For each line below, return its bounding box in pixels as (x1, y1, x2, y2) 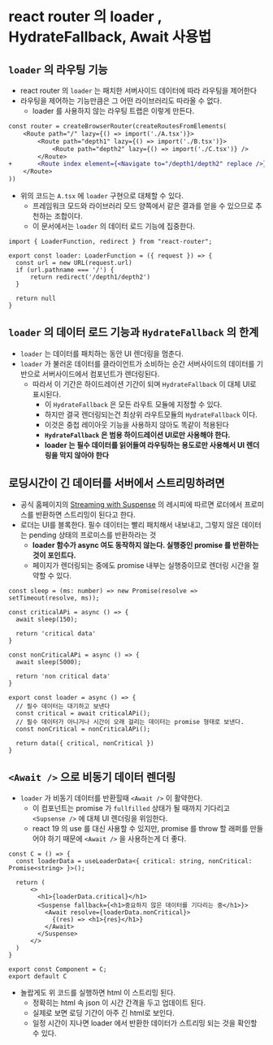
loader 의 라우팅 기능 (8, 63, 108, 76)
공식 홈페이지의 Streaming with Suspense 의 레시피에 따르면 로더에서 (19, 499, 243, 509)
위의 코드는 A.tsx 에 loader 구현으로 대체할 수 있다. (19, 191, 184, 200)
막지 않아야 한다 (59, 450, 110, 460)
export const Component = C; (8, 965, 107, 973)
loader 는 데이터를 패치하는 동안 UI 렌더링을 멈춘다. (19, 349, 184, 358)
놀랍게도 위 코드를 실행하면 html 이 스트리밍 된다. (19, 988, 176, 998)
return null (15, 294, 57, 302)
